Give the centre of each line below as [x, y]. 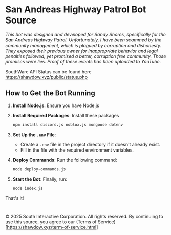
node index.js [28, 188]
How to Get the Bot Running [50, 93]
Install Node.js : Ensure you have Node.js [56, 105]
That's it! [15, 198]
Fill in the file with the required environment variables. [77, 150]
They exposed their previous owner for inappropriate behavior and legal [81, 51]
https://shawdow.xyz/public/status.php [47, 77]
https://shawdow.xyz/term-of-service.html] [52, 227]
